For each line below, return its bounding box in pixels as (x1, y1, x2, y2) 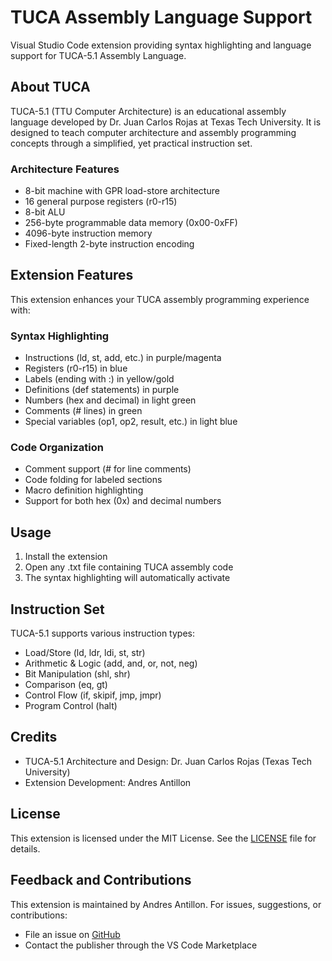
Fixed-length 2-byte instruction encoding (24, 238, 195, 250)
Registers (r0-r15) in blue (24, 362, 128, 375)
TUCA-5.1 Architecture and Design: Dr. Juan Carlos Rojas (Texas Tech (24, 755, 313, 767)
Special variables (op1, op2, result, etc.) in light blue (24, 416, 238, 428)
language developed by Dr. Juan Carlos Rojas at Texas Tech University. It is (10, 116, 322, 128)
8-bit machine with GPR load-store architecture (24, 185, 220, 197)
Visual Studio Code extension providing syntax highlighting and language (10, 39, 312, 51)
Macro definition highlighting (24, 484, 144, 496)
